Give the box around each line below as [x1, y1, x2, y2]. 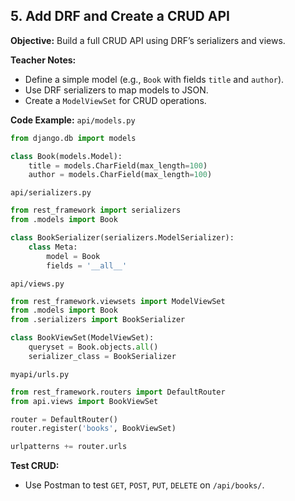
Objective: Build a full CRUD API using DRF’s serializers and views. [10, 34, 286, 46]
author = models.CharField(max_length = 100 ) [28, 170, 213, 180]
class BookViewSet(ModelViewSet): [10, 333, 155, 343]
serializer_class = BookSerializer [28, 351, 177, 361]
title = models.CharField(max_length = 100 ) [28, 160, 208, 171]
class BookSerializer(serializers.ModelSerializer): [10, 233, 235, 243]
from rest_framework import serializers [10, 205, 182, 216]
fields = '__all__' [46, 260, 128, 271]
